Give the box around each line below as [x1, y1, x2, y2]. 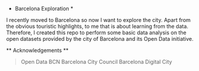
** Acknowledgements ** [6, 47, 69, 54]
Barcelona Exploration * [14, 5, 74, 12]
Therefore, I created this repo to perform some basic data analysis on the [6, 29, 186, 36]
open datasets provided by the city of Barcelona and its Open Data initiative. [6, 35, 194, 42]
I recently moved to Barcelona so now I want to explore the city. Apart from [6, 17, 191, 23]
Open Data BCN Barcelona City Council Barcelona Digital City [20, 59, 172, 65]
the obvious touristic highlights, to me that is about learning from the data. [6, 23, 189, 30]
